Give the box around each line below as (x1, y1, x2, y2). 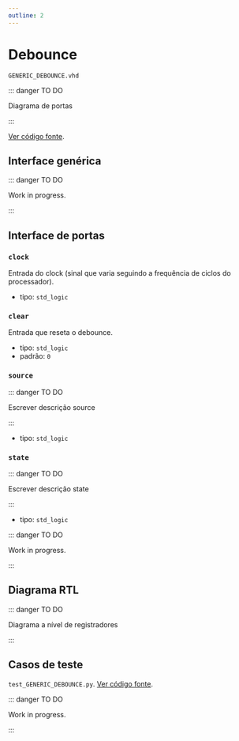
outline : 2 (8, 11, 44, 20)
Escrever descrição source (8, 402, 96, 412)
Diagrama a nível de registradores (8, 619, 118, 629)
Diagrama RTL (8, 584, 79, 597)
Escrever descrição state (8, 483, 89, 494)
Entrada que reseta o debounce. (8, 328, 113, 337)
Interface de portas (8, 228, 105, 242)
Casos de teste (8, 658, 84, 671)
